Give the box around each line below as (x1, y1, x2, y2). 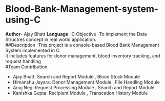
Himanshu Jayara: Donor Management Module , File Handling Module (12, 79, 160, 85)
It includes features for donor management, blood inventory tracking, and (5, 52, 160, 59)
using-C (5, 14, 41, 26)
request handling (5, 58, 41, 64)
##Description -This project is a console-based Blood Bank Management (5, 42, 159, 48)
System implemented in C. (5, 47, 61, 53)
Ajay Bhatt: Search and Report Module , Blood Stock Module (12, 73, 140, 79)
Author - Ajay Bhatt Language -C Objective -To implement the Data (5, 31, 147, 37)
